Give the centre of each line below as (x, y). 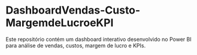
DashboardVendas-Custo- (73, 10)
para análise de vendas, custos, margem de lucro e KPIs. (76, 46)
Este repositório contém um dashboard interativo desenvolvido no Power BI (99, 39)
